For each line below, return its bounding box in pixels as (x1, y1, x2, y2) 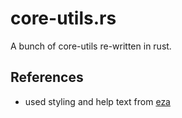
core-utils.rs (10, 7, 117, 30)
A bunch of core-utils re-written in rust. (10, 40, 172, 52)
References (10, 69, 84, 86)
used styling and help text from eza (24, 95, 171, 107)
